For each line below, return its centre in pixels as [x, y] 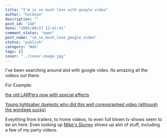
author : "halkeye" [24, 14]
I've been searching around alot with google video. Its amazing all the [77, 70]
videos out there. [23, 76]
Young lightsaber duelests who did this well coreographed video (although [82, 105]
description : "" [22, 19]
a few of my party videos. [31, 130]
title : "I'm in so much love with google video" [57, 10]
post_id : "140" [21, 24]
